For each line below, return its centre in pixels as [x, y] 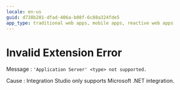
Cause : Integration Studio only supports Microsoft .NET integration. [90, 81]
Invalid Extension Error [64, 52]
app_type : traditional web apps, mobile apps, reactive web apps [90, 23]
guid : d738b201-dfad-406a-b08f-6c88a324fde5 [63, 17]
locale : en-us [24, 12]
